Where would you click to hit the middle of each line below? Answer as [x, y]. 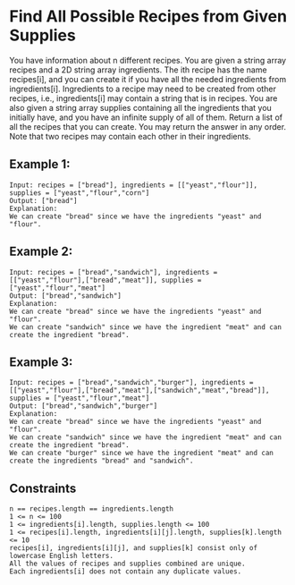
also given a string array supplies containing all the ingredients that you [141, 107]
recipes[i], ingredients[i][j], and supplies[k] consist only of [133, 548]
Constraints [43, 488]
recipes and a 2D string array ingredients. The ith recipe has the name [138, 70]
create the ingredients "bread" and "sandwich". [101, 461]
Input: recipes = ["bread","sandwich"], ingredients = [114, 272]
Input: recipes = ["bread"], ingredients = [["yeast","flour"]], [133, 185]
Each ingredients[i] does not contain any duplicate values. [126, 572]
